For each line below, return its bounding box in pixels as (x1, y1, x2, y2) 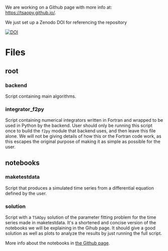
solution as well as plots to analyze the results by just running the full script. (5, 230, 162, 236)
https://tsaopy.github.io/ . (5, 10, 56, 16)
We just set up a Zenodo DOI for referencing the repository (5, 20, 127, 25)
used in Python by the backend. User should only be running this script (5, 123, 152, 129)
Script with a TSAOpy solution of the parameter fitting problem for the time (5, 214, 156, 220)
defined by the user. (5, 190, 47, 196)
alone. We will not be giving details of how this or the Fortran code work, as (5, 133, 162, 139)
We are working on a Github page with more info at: (5, 5, 112, 10)
